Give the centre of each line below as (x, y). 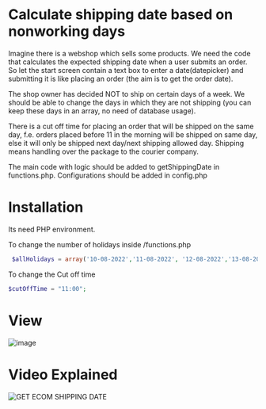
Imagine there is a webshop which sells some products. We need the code (129, 53)
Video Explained (63, 375)
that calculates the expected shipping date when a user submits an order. (128, 62)
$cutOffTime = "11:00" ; (47, 289)
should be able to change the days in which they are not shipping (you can (130, 102)
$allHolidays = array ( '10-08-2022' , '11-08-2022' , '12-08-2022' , (120, 259)
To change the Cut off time (52, 274)
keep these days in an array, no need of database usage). (102, 111)
